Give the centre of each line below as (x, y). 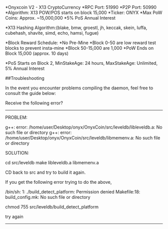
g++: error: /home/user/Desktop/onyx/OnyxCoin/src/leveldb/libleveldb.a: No (84, 127)
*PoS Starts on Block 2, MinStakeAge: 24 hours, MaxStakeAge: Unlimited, (81, 63)
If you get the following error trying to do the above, (58, 182)
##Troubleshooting (25, 78)
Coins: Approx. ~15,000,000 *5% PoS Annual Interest (60, 18)
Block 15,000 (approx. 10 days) (37, 53)
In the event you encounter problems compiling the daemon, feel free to (79, 88)
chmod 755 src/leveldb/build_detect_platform (52, 207)
